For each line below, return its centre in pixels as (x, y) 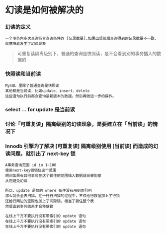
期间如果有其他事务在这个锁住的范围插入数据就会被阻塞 (53, 175)
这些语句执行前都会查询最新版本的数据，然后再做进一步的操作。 (61, 96)
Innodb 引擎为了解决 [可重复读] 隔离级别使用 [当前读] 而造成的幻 (82, 146)
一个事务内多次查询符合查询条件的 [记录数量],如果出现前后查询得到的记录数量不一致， (82, 39)
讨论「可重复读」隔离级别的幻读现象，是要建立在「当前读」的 (79, 124)
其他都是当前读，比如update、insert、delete (47, 91)
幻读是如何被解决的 (44, 10)
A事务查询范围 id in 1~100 (31, 165)
